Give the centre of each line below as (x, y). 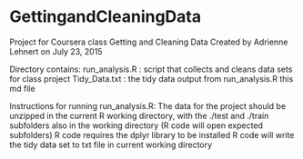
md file (22, 88)
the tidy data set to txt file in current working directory (111, 144)
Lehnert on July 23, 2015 (56, 51)
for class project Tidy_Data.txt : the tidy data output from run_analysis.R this (151, 78)
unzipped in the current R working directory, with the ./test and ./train (139, 115)
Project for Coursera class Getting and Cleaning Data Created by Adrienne (149, 42)
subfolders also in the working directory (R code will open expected (136, 125)
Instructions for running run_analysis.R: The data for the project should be (148, 105)
